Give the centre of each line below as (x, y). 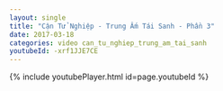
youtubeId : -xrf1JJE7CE (54, 51)
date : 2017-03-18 (42, 34)
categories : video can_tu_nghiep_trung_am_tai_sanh (108, 43)
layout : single (38, 18)
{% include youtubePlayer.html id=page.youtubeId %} (109, 77)
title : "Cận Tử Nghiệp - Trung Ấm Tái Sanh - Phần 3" (112, 26)
